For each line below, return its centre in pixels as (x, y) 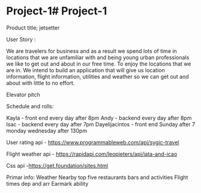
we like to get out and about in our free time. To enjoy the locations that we (99, 64)
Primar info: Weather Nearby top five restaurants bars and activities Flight (97, 177)
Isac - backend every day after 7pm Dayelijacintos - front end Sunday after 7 (101, 124)
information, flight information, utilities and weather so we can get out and (97, 76)
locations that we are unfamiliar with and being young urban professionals (98, 57)
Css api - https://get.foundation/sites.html (57, 165)
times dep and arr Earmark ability (47, 183)
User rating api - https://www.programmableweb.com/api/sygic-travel (93, 142)
